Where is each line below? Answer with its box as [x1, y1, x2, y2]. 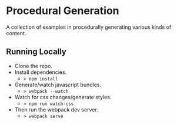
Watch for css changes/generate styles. [14, 93, 112, 100]
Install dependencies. [14, 69, 67, 76]
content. [6, 29, 26, 36]
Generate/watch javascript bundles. [14, 81, 102, 88]
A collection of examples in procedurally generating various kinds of [6, 23, 172, 31]
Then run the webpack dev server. [14, 106, 98, 113]
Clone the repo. [14, 62, 53, 69]
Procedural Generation [6, 4, 119, 18]
